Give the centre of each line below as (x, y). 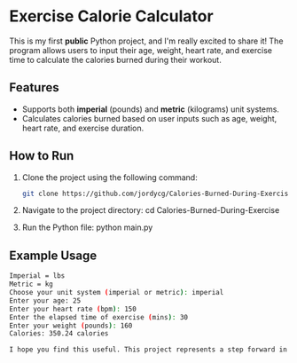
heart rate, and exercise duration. (83, 128)
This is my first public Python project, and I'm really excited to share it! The (146, 41)
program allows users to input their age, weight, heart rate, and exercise (141, 50)
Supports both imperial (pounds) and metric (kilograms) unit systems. (150, 109)
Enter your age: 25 (45, 300)
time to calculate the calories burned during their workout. (115, 59)
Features (34, 87)
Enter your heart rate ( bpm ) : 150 (73, 309)
